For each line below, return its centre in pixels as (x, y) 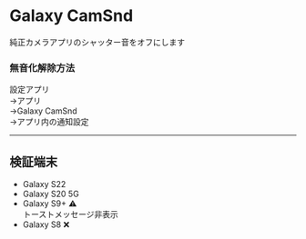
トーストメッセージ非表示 (70, 214)
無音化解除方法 (42, 67)
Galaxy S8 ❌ (46, 224)
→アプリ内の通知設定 (49, 122)
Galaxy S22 (44, 184)
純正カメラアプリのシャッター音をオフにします (97, 42)
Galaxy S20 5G (51, 194)
